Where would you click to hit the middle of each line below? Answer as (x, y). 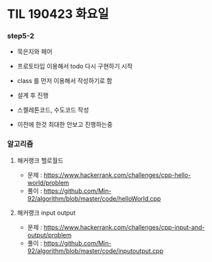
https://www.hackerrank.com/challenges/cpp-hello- (117, 175)
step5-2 (21, 36)
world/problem (48, 182)
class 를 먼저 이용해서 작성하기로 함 (64, 81)
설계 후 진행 (33, 95)
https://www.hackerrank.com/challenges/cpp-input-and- (124, 227)
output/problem (49, 235)
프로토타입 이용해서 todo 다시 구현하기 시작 (75, 67)
